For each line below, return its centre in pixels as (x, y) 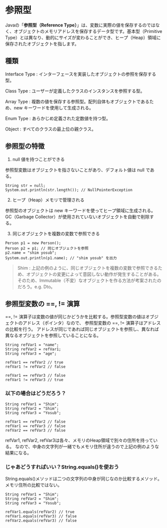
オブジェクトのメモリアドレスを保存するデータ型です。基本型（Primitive (88, 31)
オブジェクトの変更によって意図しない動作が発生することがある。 (94, 274)
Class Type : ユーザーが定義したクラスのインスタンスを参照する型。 (75, 91)
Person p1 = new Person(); (33, 243)
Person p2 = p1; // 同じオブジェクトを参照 (47, 248)
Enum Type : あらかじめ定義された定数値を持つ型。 (58, 118)
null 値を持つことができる (38, 159)
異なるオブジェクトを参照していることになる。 (53, 336)
